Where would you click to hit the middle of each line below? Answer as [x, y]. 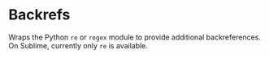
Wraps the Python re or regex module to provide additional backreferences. [135, 37]
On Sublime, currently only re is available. [78, 45]
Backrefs [39, 15]
